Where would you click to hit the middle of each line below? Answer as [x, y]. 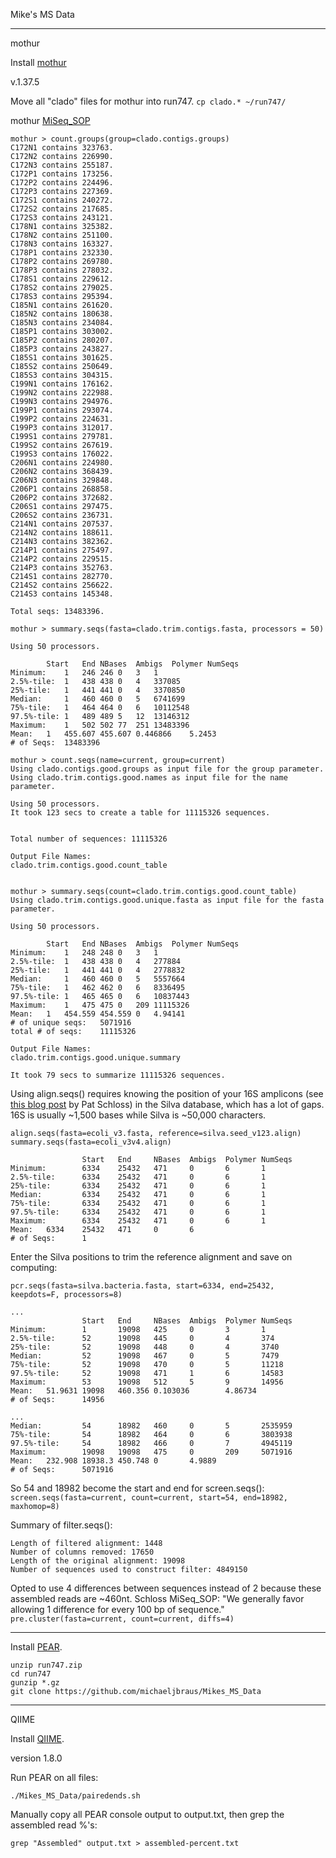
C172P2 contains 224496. [62, 183]
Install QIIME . [37, 1738]
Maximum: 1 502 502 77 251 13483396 [100, 725]
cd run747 [31, 1674]
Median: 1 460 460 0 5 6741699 [98, 699]
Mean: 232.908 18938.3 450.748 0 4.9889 [113, 1461]
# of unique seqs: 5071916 [71, 1023]
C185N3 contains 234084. [62, 323]
